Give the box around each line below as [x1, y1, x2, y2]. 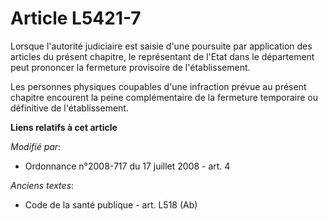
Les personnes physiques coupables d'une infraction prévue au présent [10, 80, 307, 92]
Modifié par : [10, 140, 62, 152]
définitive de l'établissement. [10, 102, 129, 114]
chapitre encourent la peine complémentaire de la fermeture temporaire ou [10, 91, 318, 103]
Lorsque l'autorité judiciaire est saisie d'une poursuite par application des [10, 40, 313, 52]
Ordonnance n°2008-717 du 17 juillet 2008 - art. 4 [24, 160, 231, 172]
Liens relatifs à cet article [10, 121, 118, 133]
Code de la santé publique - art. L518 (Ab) [24, 198, 198, 211]
